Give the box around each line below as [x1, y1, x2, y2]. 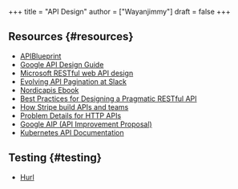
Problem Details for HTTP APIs [19, 111, 122, 120]
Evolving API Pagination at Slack [19, 76, 127, 86]
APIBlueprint [19, 51, 62, 61]
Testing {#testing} [8, 151, 103, 165]
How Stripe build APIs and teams [19, 102, 129, 111]
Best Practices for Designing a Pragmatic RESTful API [19, 94, 198, 103]
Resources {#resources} [8, 30, 134, 43]
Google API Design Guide [19, 59, 104, 69]
